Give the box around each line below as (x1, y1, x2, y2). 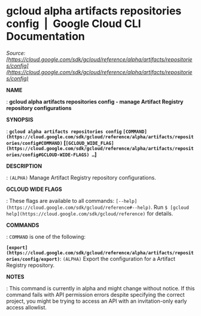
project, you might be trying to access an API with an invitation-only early (6, 297, 187, 305)
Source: (6, 49, 26, 56)
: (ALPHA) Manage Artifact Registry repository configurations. (6, 174, 157, 181)
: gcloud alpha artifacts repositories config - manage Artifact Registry (6, 98, 184, 105)
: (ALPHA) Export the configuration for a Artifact (59, 255, 175, 262)
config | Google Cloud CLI (6, 17, 142, 31)
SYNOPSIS (6, 116, 34, 123)
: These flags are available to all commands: (6, 197, 115, 204)
